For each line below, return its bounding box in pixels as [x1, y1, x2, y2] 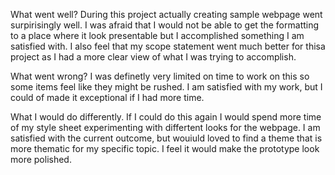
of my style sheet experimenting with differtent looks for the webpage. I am [10, 122, 321, 133]
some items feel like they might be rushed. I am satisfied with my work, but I [10, 81, 323, 93]
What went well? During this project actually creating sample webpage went [10, 9, 323, 20]
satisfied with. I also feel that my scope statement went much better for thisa [10, 40, 326, 52]
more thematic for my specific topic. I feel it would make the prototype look [10, 143, 320, 154]
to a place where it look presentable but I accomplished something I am [10, 30, 305, 41]
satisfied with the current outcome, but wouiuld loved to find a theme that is [10, 132, 323, 144]
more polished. [10, 154, 72, 165]
